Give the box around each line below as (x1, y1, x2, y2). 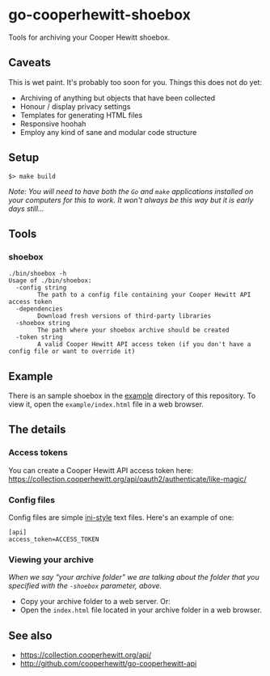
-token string (15, 333, 63, 341)
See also (8, 628, 53, 642)
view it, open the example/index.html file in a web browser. (8, 399, 205, 409)
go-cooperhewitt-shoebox (8, 6, 192, 24)
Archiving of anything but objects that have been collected (19, 93, 216, 103)
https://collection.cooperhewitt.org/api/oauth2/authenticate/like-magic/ (8, 474, 247, 484)
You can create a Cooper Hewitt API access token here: (8, 465, 194, 475)
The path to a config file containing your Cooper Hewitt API (37, 291, 251, 299)
